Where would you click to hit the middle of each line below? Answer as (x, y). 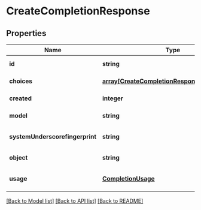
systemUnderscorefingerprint (53, 136)
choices (21, 81)
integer (113, 98)
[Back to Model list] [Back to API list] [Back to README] (75, 201)
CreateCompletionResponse (78, 11)
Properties (26, 33)
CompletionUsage (128, 178)
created (20, 98)
